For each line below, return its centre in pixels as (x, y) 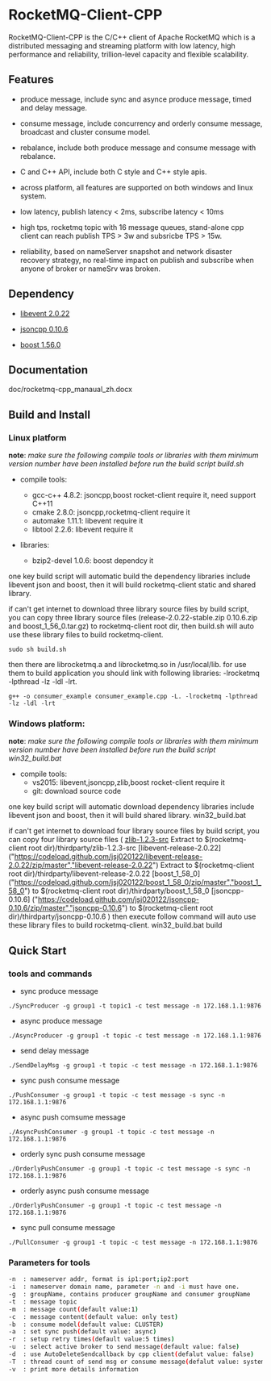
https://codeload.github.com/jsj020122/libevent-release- (108, 857)
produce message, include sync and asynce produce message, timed (135, 99)
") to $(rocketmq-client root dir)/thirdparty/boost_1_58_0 (117, 891)
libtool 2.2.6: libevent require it (83, 529)
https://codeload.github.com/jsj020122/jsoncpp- (119, 899)
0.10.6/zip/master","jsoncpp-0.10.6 (65, 908)
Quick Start (38, 951)
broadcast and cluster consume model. (85, 131)
